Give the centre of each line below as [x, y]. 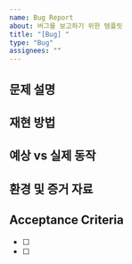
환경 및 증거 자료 [51, 189]
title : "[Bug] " [39, 34]
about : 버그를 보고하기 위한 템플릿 [66, 26]
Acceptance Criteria [66, 220]
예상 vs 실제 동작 [53, 156]
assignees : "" [36, 51]
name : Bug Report [41, 17]
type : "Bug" [31, 43]
